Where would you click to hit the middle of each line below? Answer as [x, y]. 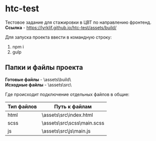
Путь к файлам [73, 106]
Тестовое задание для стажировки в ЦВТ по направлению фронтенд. [78, 22]
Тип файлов [22, 106]
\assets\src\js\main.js [66, 131]
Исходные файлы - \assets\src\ [38, 85]
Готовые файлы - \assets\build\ [38, 79]
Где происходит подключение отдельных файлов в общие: [67, 94]
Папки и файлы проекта [44, 68]
